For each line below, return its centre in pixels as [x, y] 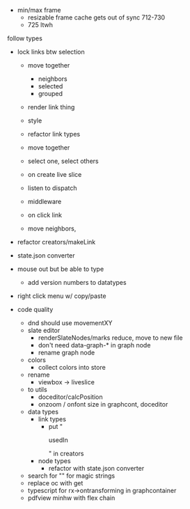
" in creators [66, 453]
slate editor [44, 330]
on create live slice [55, 174]
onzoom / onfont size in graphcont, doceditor [103, 404]
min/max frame [39, 10]
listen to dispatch [52, 188]
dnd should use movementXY [70, 323]
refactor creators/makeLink [56, 242]
